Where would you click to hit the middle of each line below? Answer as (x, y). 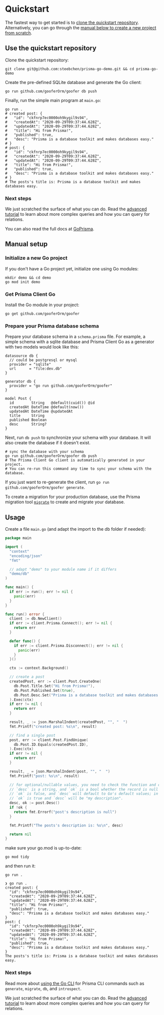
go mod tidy (17, 857)
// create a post (27, 677)
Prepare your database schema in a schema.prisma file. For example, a (75, 337)
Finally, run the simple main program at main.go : (53, 100)
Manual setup (26, 244)
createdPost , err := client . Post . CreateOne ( (55, 682)
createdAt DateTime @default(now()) (47, 407)
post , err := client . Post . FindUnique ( (49, 740)
